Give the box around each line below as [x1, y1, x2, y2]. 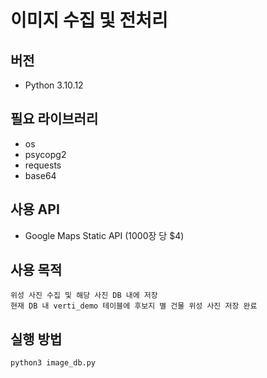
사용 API [10, 201, 60, 218]
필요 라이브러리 [10, 111, 99, 128]
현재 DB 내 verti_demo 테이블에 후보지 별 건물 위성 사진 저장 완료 [10, 301, 258, 311]
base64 [24, 169, 57, 181]
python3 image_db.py [10, 358, 97, 368]
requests [24, 159, 62, 171]
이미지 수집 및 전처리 [10, 9, 168, 32]
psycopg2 [24, 148, 67, 160]
